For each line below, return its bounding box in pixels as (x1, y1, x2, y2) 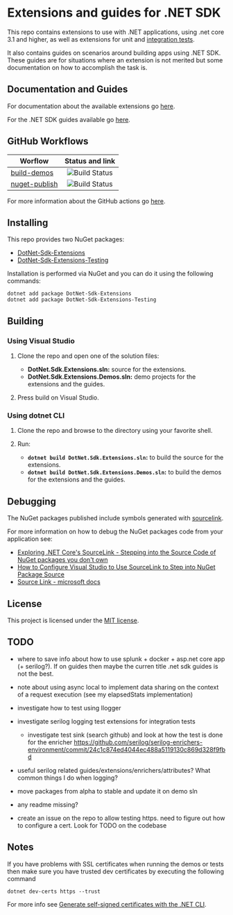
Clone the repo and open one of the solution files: (17, 352, 159, 360)
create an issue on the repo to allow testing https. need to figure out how (17, 814, 225, 822)
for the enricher (27, 737, 73, 746)
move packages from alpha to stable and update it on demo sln (17, 787, 198, 795)
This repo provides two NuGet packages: (7, 235, 125, 243)
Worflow (19, 156, 49, 166)
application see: (7, 535, 53, 543)
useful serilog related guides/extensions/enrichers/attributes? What (17, 766, 211, 774)
